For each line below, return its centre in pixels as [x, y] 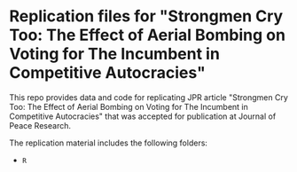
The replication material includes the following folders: [109, 143]
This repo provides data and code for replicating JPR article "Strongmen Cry [148, 97]
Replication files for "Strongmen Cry [146, 16]
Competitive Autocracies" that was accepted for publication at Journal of [143, 116]
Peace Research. [40, 125]
